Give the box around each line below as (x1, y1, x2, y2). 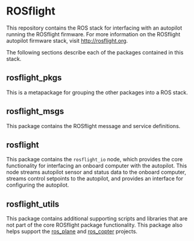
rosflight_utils (6, 199, 60, 209)
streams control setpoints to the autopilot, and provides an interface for (6, 175, 184, 182)
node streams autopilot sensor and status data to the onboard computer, (6, 169, 187, 176)
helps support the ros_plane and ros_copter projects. (6, 228, 137, 235)
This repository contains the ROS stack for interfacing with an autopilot (6, 24, 183, 31)
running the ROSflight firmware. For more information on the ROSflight (6, 30, 181, 37)
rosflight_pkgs (6, 72, 62, 83)
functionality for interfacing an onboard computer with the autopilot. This (6, 162, 187, 170)
